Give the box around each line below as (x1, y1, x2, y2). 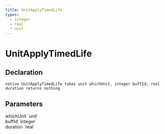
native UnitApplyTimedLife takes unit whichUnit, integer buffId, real (5, 81, 160, 86)
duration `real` (5, 123, 35, 129)
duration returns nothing (5, 86, 60, 91)
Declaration (5, 68, 43, 76)
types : (5, 12, 19, 17)
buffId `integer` (5, 118, 37, 124)
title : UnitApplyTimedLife (5, 7, 62, 13)
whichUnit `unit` (5, 113, 39, 119)
